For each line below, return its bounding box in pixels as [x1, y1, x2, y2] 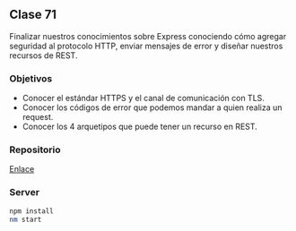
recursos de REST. [9, 49, 78, 61]
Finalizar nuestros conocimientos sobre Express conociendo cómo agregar [9, 30, 287, 41]
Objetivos [9, 72, 53, 84]
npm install [9, 206, 54, 216]
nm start [9, 215, 42, 224]
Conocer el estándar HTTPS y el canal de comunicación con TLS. [22, 93, 265, 104]
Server [9, 186, 40, 199]
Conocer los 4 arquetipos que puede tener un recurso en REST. [22, 121, 257, 133]
